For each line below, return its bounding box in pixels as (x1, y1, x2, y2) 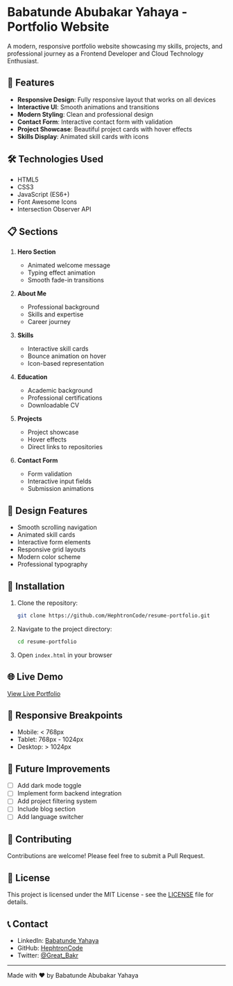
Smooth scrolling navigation (17, 523, 97, 532)
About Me (17, 289, 47, 298)
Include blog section (17, 805, 76, 814)
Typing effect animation (27, 268, 96, 277)
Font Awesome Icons (17, 197, 78, 206)
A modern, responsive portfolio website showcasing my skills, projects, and (7, 42, 223, 50)
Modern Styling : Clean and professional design (17, 110, 154, 118)
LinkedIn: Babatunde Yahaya (17, 936, 99, 944)
